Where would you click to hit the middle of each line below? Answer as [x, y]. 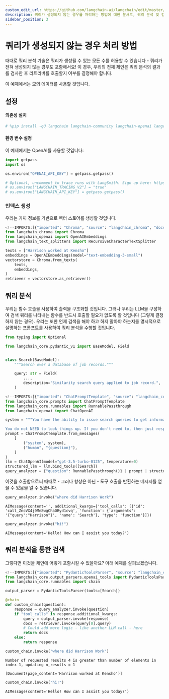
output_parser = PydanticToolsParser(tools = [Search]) [63, 591]
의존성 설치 [16, 115]
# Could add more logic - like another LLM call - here [83, 628]
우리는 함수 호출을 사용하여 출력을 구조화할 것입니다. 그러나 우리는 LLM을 [77, 308]
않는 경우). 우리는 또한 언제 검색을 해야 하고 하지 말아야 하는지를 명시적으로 [88, 321]
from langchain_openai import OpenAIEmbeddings [56, 237]
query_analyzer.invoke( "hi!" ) [37, 524]
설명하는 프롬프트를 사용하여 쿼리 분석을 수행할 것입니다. [60, 328]
